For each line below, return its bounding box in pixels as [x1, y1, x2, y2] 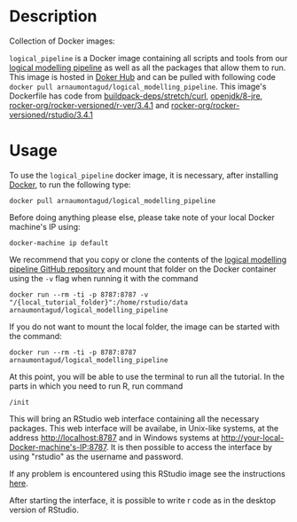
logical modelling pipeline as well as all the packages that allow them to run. [9, 62, 286, 73]
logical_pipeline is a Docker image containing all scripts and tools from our [9, 52, 288, 63]
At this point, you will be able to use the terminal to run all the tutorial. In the [9, 371, 285, 382]
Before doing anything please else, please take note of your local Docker [9, 211, 275, 223]
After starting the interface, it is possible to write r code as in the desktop [9, 494, 277, 505]
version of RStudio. [9, 504, 80, 515]
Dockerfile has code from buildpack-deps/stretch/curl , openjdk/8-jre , [9, 91, 263, 101]
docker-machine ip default [9, 238, 109, 248]
